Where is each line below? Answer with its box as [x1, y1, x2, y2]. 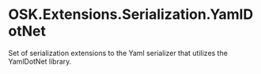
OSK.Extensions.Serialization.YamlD [8, 6, 254, 24]
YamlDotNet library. [8, 57, 72, 66]
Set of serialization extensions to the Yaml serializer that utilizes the [8, 48, 228, 57]
